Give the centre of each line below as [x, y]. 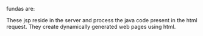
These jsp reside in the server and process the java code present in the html [102, 20]
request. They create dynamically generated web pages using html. [91, 27]
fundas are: [21, 9]
